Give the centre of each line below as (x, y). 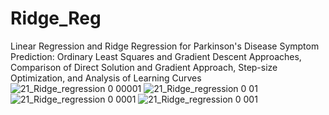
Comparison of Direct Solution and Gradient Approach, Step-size (144, 67)
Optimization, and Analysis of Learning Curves (106, 78)
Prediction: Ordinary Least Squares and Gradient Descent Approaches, (156, 56)
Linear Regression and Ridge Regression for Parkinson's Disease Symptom (165, 46)
